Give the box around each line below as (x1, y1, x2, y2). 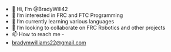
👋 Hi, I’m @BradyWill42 (11, 6, 68, 12)
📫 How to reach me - (11, 31, 65, 37)
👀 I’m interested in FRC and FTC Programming (11, 12, 123, 19)
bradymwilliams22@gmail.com (11, 39, 86, 46)
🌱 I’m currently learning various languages (11, 18, 115, 25)
